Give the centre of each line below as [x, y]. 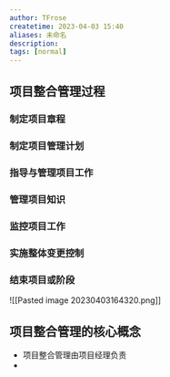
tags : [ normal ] [38, 52]
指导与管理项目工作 [51, 173]
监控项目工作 [38, 226]
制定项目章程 [38, 120]
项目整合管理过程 [57, 91]
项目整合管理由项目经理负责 [75, 355]
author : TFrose [38, 18]
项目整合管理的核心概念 [75, 331]
